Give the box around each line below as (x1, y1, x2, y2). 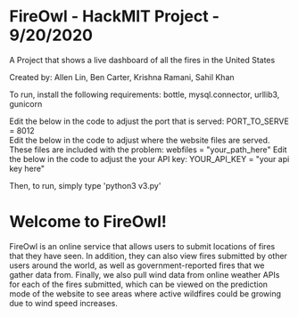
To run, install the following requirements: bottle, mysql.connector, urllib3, (9, 89, 280, 100)
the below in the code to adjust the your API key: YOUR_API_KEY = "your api (9, 153, 290, 164)
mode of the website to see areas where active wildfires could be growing (9, 288, 282, 299)
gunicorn (9, 98, 43, 109)
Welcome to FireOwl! (9, 212, 168, 232)
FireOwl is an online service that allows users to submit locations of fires (9, 240, 276, 251)
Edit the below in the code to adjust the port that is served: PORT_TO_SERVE (9, 116, 290, 126)
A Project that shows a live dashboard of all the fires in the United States (9, 54, 276, 65)
